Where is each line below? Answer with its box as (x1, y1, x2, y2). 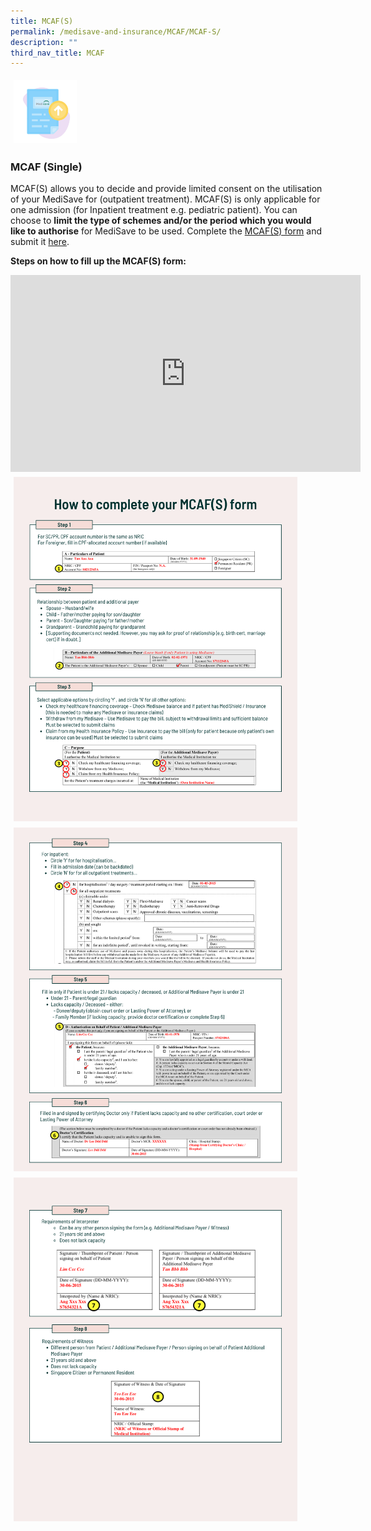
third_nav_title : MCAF (10, 48, 105, 58)
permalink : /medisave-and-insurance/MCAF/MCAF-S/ (10, 26, 222, 37)
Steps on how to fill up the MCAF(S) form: (10, 255, 187, 267)
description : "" (10, 37, 78, 47)
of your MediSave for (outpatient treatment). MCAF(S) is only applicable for (10, 193, 321, 205)
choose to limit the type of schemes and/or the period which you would (10, 215, 312, 227)
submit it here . (10, 236, 70, 248)
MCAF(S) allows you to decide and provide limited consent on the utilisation (10, 183, 323, 195)
